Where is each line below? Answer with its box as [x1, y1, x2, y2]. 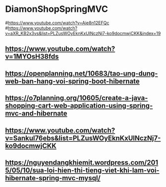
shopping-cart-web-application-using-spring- [5, 101, 153, 110]
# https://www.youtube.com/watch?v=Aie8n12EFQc [5, 20, 110, 26]
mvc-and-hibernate [5, 109, 68, 118]
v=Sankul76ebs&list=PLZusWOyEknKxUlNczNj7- [5, 134, 161, 142]
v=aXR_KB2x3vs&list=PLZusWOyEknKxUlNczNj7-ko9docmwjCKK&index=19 [5, 30, 161, 36]
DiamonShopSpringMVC [5, 3, 108, 15]
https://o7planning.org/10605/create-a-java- [5, 94, 148, 102]
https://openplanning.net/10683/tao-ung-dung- [5, 69, 158, 78]
